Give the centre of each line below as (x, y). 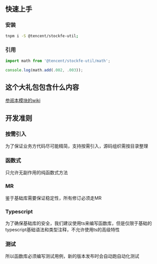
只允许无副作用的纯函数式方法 (36, 173)
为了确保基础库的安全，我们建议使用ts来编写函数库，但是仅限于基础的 (78, 223)
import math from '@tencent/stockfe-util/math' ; (58, 61)
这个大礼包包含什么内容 (42, 87)
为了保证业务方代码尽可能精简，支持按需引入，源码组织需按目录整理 (77, 146)
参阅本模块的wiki (23, 101)
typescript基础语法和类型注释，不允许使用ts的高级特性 (62, 230)
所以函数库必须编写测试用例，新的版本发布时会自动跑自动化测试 (72, 256)
